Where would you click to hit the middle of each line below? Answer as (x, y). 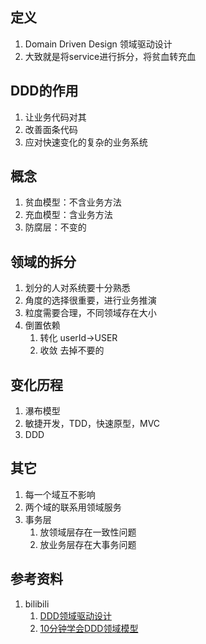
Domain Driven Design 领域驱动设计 (98, 44)
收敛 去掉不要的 (72, 350)
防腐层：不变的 (55, 227)
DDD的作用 (44, 91)
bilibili (37, 604)
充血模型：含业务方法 (68, 215)
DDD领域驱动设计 (75, 615)
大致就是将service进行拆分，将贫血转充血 (110, 56)
